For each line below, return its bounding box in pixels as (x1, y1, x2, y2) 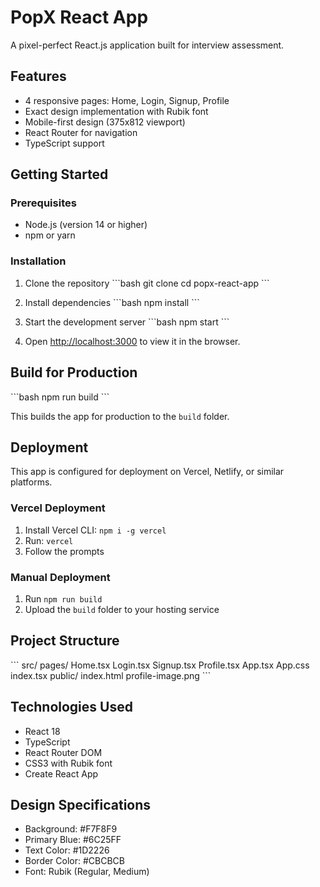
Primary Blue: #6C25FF (24, 834, 122, 846)
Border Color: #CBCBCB (24, 855, 126, 867)
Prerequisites (10, 196, 77, 210)
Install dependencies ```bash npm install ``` (24, 296, 200, 308)
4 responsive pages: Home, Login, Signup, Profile (24, 94, 230, 106)
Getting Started (10, 166, 109, 183)
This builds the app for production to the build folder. (10, 410, 230, 422)
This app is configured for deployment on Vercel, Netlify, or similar (10, 466, 285, 478)
